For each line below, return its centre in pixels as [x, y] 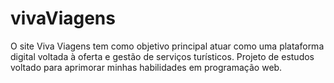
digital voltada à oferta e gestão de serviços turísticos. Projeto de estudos [162, 56]
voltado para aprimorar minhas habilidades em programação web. [146, 67]
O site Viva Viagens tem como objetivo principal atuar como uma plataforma [167, 46]
